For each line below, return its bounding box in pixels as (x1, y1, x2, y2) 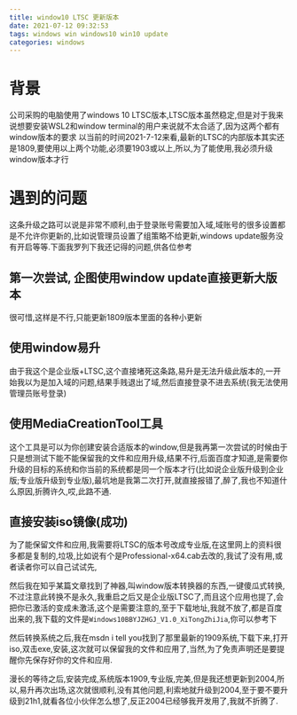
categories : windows (9, 37, 86, 47)
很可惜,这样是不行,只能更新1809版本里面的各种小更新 (9, 311, 202, 322)
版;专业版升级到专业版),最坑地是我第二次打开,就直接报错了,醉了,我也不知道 (9, 475, 280, 485)
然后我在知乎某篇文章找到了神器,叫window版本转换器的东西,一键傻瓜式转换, (9, 580, 285, 591)
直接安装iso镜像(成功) (9, 514, 129, 529)
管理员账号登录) (9, 388, 67, 398)
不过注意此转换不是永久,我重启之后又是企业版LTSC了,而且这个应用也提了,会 (9, 592, 284, 602)
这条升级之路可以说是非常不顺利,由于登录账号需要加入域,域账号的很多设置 (9, 219, 278, 231)
